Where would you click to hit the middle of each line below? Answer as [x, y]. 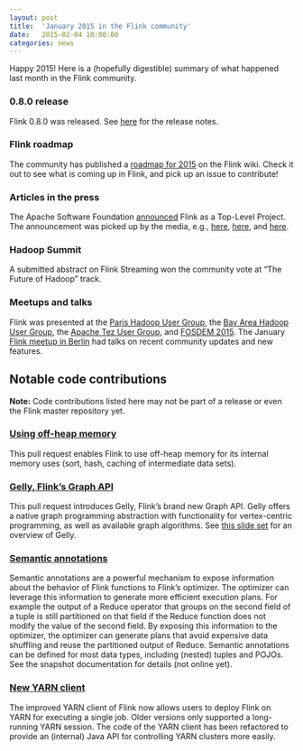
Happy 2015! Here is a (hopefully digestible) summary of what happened [144, 69]
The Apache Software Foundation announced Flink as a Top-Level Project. [147, 217]
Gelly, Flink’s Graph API [62, 487]
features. [26, 351]
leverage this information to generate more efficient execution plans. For [143, 598]
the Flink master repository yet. [67, 411]
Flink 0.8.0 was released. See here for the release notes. [114, 121]
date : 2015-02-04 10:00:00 [64, 34]
